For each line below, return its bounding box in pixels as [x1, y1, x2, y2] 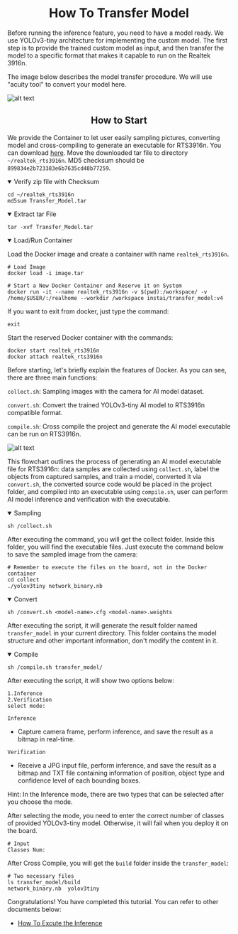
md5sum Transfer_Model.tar [7, 197, 87, 204]
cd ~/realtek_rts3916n [7, 190, 74, 198]
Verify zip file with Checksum [13, 177, 100, 186]
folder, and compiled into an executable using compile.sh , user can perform [7, 487, 228, 495]
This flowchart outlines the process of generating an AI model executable [7, 457, 222, 466]
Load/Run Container [13, 236, 73, 245]
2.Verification [7, 696, 52, 703]
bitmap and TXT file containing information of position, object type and [17, 768, 225, 777]
